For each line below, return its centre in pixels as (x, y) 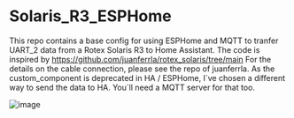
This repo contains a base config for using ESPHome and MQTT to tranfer (144, 41)
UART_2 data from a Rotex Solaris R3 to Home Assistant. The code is (135, 49)
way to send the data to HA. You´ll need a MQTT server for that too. (132, 87)
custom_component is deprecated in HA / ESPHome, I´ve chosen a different (147, 77)
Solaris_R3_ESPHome (90, 16)
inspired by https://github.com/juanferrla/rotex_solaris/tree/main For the (140, 59)
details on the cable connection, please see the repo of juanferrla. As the (142, 69)
